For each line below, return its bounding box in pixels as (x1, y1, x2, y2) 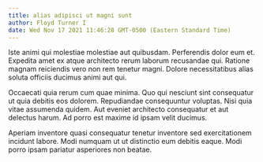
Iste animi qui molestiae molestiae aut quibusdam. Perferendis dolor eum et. (8, 48, 255, 57)
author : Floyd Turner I (8, 19, 87, 27)
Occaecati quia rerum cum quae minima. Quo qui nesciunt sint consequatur (8, 88, 254, 98)
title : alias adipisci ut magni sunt (8, 11, 133, 20)
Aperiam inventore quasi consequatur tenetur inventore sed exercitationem (8, 128, 253, 138)
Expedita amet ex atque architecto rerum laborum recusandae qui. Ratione (8, 56, 250, 65)
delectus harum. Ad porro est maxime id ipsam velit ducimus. (8, 113, 208, 123)
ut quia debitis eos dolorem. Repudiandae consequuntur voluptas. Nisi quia (8, 96, 253, 106)
